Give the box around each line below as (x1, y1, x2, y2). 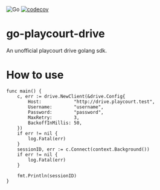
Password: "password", (28, 109, 104, 115)
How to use (6, 68, 64, 82)
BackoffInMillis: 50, (28, 120, 83, 126)
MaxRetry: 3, (28, 114, 80, 120)
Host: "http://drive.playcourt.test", (28, 99, 155, 105)
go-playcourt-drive (6, 27, 105, 41)
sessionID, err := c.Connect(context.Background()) (17, 146, 150, 152)
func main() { (6, 88, 42, 94)
